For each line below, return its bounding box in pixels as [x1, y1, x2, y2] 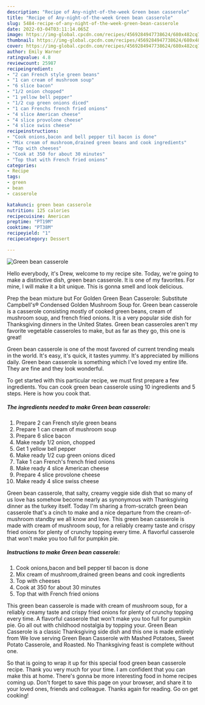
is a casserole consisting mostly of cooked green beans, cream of [7, 307, 172, 315]
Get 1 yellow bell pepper [15, 445, 77, 452]
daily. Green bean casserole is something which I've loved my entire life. [7, 358, 188, 365]
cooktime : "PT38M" [7, 224, 54, 231]
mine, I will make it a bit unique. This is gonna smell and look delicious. [7, 282, 184, 290]
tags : [7, 174, 21, 180]
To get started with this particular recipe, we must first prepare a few [7, 376, 179, 384]
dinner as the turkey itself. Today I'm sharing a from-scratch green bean [7, 502, 187, 510]
